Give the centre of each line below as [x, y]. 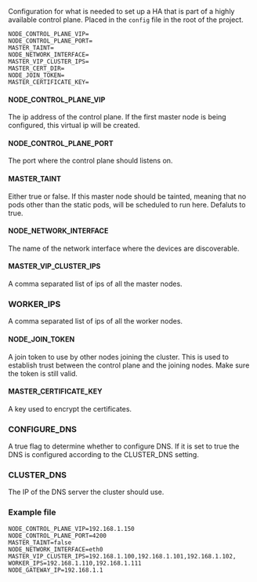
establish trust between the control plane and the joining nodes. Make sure [129, 365]
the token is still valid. [43, 373]
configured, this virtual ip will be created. [74, 126]
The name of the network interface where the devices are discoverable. [124, 248]
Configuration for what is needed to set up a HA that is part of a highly [121, 11]
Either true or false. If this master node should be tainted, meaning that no [127, 196]
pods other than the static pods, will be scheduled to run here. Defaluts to [127, 204]
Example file [32, 512]
